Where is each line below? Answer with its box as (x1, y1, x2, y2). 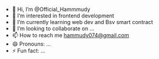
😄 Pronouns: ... (12, 40, 52, 48)
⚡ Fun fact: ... (12, 47, 46, 54)
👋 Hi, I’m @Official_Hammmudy (12, 6, 90, 13)
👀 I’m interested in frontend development (12, 12, 114, 19)
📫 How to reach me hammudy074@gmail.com (12, 32, 129, 39)
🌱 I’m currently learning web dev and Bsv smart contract (12, 19, 154, 25)
